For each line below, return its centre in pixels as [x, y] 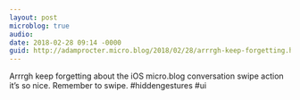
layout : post [33, 17]
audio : [21, 34]
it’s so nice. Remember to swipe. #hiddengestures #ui [108, 86]
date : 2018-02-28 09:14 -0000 [66, 42]
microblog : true [39, 26]
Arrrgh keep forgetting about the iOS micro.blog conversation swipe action [146, 76]
